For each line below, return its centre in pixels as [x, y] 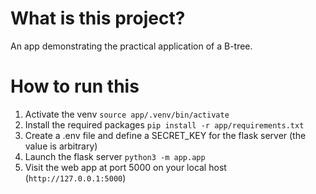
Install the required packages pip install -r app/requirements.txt [164, 124]
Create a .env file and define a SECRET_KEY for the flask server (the [165, 135]
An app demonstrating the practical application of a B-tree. [131, 46]
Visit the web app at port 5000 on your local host [125, 167]
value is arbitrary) [61, 146]
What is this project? [98, 18]
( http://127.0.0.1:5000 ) [75, 178]
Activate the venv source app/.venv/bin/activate [127, 114]
